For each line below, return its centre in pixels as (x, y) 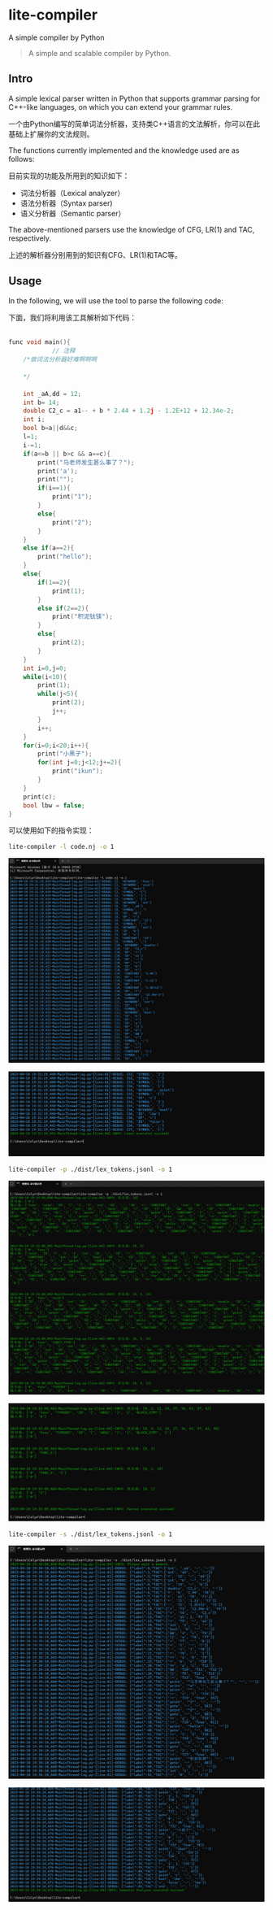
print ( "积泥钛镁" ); (82, 617)
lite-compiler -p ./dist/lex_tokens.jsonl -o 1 (91, 1169)
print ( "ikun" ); (78, 771)
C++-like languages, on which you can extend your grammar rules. (121, 107)
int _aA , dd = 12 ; (52, 394)
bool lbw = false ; (54, 805)
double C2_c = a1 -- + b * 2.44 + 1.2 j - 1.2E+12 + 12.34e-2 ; (129, 411)
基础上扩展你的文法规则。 (51, 134)
